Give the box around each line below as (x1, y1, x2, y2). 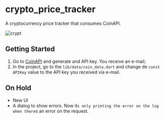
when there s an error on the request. (12, 108, 89, 114)
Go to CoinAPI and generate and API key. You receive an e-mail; (12, 58, 146, 64)
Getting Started (5, 45, 55, 54)
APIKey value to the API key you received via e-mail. (12, 69, 120, 75)
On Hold (5, 84, 31, 92)
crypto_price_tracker (5, 4, 96, 15)
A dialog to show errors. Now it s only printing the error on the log (12, 102, 159, 108)
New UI (12, 97, 28, 103)
